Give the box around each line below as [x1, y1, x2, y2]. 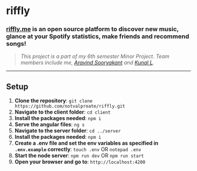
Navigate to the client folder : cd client [14, 108, 111, 115]
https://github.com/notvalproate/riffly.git [14, 104, 125, 110]
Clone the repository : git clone [14, 97, 93, 104]
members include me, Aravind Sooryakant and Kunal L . [20, 59, 154, 66]
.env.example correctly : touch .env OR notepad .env [14, 146, 142, 153]
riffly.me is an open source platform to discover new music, [6, 25, 179, 33]
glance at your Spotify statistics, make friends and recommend [6, 32, 189, 40]
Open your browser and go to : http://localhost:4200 [14, 158, 145, 165]
